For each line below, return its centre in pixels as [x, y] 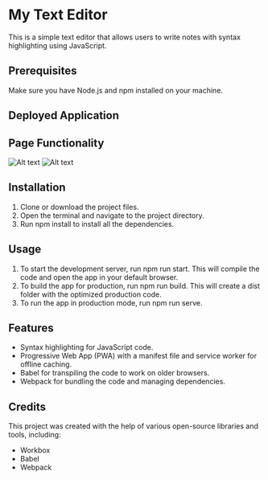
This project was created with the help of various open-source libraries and [134, 426]
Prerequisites [43, 71]
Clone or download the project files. [79, 207]
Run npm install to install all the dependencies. [97, 224]
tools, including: [35, 435]
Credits [27, 406]
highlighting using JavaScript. [58, 45]
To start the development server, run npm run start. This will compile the [140, 269]
